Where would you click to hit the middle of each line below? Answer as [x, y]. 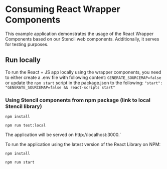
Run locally [23, 60]
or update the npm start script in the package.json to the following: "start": [84, 82]
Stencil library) [24, 106]
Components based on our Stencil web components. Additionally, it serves [82, 39]
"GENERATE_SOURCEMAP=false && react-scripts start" [60, 87]
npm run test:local [26, 125]
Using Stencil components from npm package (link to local [78, 100]
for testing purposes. [27, 44]
